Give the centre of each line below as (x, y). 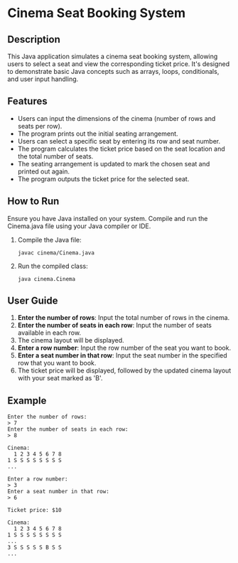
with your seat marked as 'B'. (60, 378)
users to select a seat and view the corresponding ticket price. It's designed (119, 64)
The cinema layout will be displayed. (71, 341)
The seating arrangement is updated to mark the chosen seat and (114, 163)
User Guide (33, 301)
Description (34, 39)
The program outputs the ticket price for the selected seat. (103, 178)
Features (27, 101)
